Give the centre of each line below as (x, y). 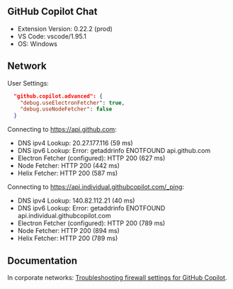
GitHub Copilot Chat (52, 12)
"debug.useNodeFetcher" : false (66, 109)
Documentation (42, 260)
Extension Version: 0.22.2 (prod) (65, 28)
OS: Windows (38, 44)
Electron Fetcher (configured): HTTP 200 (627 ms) (91, 158)
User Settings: (28, 83)
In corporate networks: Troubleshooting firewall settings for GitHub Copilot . (117, 277)
